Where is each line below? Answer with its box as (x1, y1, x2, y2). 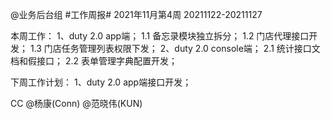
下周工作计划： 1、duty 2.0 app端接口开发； (10, 76, 192, 88)
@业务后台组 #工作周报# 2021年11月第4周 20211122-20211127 (10, 9, 263, 20)
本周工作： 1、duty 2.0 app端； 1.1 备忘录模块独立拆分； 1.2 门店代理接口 (10, 30, 310, 42)
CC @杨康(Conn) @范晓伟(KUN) (10, 98, 143, 109)
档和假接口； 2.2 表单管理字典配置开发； (10, 55, 178, 67)
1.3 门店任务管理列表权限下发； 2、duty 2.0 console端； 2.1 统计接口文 (29, 43, 321, 54)
